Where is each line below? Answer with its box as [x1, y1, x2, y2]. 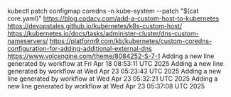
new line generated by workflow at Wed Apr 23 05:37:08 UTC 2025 [7, 82, 205, 90]
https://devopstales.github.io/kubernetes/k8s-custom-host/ [7, 22, 183, 30]
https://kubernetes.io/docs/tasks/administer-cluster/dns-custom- [7, 29, 199, 38]
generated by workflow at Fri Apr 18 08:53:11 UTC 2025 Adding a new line [7, 59, 224, 67]
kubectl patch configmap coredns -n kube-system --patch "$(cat [7, 7, 199, 15]
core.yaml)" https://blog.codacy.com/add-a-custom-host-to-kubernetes [7, 14, 220, 23]
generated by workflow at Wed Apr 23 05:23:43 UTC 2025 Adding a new [7, 67, 222, 75]
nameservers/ [7, 37, 48, 45]
